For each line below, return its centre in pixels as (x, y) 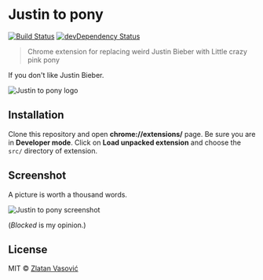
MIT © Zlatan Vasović (43, 268)
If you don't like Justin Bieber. (56, 75)
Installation (36, 115)
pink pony (44, 60)
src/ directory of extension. (53, 150)
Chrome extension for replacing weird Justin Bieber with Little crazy (137, 51)
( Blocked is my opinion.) (47, 225)
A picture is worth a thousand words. (68, 194)
